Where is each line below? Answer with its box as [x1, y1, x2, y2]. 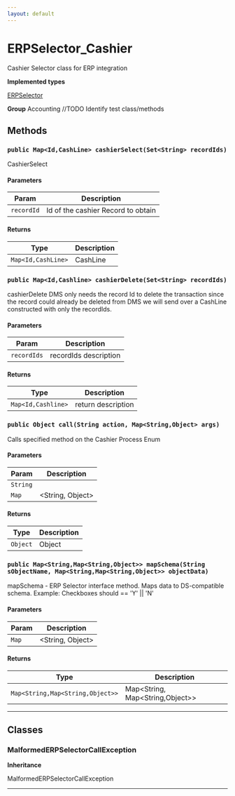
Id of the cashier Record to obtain [46, 205, 156, 215]
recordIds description [50, 351, 121, 360]
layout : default [7, 10, 55, 18]
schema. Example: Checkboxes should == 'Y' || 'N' [7, 589, 154, 598]
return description [74, 400, 134, 410]
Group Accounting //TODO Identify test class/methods [7, 104, 164, 113]
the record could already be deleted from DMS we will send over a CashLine [7, 297, 227, 306]
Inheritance [7, 761, 42, 769]
